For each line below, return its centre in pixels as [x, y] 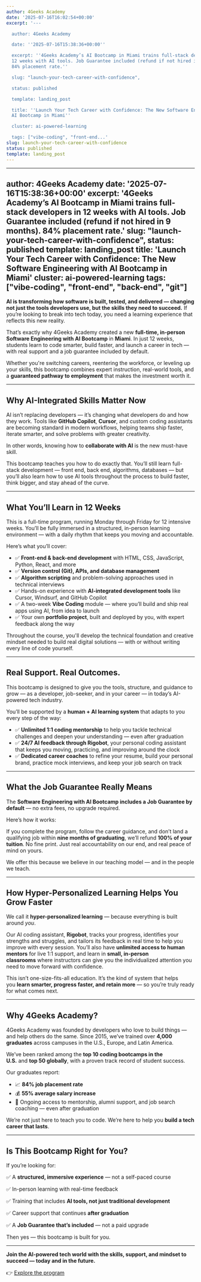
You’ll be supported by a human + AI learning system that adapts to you [96, 712]
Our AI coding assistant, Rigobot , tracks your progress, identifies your [93, 935]
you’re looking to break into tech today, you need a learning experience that [100, 314]
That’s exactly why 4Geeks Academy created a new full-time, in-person [96, 332]
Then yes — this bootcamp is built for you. [58, 1237]
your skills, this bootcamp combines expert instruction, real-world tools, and [100, 369]
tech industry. [46, 700]
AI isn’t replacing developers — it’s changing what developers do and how [97, 415]
